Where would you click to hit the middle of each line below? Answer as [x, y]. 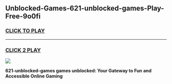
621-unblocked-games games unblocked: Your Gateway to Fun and [79, 70]
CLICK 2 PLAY [23, 50]
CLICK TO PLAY [25, 31]
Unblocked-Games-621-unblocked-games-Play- [85, 8]
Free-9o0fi [23, 17]
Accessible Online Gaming [34, 76]
